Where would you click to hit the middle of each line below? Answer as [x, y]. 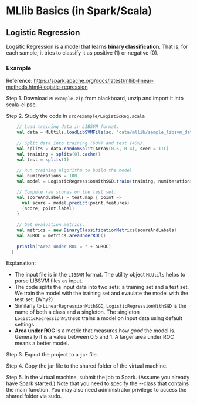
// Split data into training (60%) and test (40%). [81, 143]
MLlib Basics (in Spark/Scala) [79, 11]
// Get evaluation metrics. [51, 225]
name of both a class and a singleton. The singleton [77, 312]
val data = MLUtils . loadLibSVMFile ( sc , [65, 132]
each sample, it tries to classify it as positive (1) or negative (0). [82, 53]
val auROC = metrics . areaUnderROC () [62, 235]
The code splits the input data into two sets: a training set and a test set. [102, 287]
